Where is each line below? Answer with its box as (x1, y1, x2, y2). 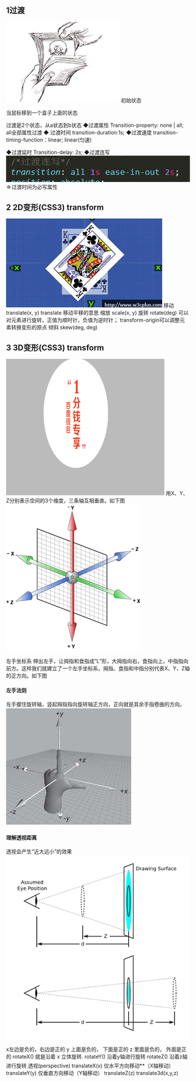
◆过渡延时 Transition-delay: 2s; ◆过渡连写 (6, 149, 110, 156)
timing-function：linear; (6, 136, 63, 143)
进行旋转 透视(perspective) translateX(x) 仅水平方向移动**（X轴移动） (6, 1062, 174, 1069)
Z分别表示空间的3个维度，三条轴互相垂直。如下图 (6, 497, 125, 504)
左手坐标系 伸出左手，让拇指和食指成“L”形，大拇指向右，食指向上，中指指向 (6, 657, 188, 665)
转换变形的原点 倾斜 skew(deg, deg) (10, 324, 98, 331)
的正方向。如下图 (6, 672, 47, 680)
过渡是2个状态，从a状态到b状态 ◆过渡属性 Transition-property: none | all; (6, 122, 184, 129)
